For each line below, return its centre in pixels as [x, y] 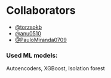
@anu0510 [28, 33]
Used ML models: [32, 55]
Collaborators [41, 10]
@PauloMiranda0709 [41, 40]
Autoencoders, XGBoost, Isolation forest [56, 68]
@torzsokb [28, 27]
